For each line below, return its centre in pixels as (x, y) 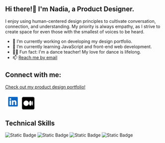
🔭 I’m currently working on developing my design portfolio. (72, 41)
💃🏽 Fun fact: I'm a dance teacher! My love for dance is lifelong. (77, 52)
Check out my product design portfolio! (45, 87)
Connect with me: (33, 75)
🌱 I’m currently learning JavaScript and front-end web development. (82, 46)
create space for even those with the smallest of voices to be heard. (75, 32)
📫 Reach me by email (35, 57)
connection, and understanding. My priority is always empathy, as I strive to (83, 26)
